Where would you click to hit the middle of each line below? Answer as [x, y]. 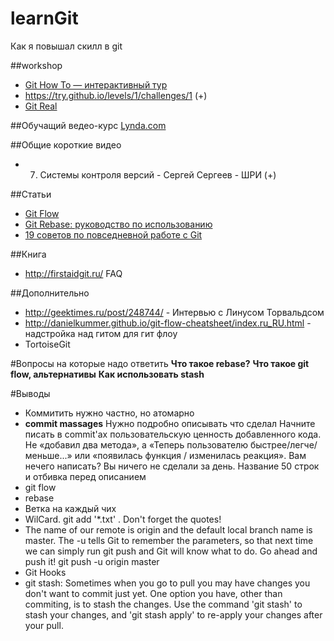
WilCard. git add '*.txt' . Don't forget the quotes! [123, 519]
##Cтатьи [31, 194]
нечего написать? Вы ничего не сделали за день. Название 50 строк [172, 466]
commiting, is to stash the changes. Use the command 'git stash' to [163, 604]
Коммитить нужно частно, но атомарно [109, 413]
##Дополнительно [50, 293]
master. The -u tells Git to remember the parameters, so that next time [169, 540]
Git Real [41, 106]
